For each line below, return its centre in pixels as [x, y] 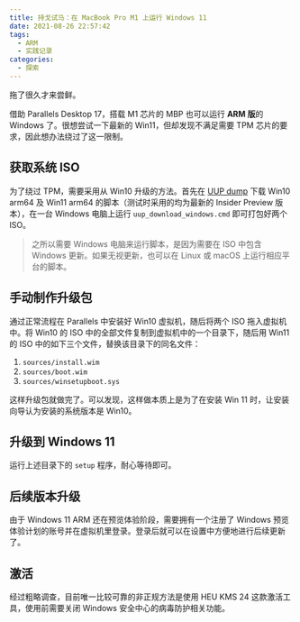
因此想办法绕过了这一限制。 [76, 136]
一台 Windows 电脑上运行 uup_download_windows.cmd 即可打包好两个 [162, 214]
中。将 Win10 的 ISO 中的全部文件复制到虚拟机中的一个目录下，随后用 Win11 [150, 332]
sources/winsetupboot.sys [71, 381]
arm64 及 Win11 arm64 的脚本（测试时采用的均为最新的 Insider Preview [141, 202]
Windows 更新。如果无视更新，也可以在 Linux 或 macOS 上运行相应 [156, 255]
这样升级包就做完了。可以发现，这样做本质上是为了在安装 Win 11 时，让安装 [150, 399]
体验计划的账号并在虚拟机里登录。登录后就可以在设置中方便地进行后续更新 [147, 531]
